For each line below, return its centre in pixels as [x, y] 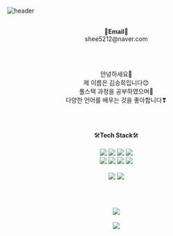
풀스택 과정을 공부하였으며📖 [116, 91]
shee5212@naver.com [116, 39]
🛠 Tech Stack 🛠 [116, 135]
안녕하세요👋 [116, 74]
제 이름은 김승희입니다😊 [116, 83]
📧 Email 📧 [116, 32]
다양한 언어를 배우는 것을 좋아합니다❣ [116, 100]
